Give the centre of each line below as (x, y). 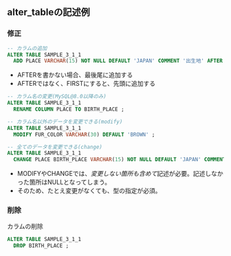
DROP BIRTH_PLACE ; (41, 246)
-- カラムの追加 (27, 48)
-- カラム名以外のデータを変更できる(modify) (65, 121)
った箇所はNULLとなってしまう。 (64, 182)
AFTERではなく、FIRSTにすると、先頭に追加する (86, 84)
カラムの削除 (25, 226)
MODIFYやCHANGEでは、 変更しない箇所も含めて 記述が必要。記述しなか (120, 174)
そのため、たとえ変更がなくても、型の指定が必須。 (89, 191)
